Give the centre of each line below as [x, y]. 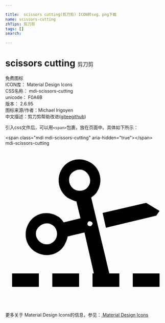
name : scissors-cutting [31, 19]
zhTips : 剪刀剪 [20, 24]
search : [14, 34]
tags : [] [15, 29]
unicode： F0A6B [24, 97]
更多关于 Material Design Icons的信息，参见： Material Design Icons [77, 315]
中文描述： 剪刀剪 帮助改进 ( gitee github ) [46, 117]
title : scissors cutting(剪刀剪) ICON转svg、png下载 [61, 14]
